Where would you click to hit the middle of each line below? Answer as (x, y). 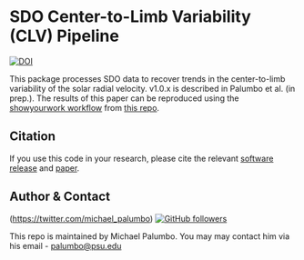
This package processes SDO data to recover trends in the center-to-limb (147, 78)
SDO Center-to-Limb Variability (131, 17)
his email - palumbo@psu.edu (66, 245)
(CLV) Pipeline (65, 36)
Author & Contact (60, 197)
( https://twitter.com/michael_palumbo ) (81, 218)
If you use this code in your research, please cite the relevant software (142, 158)
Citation (33, 137)
